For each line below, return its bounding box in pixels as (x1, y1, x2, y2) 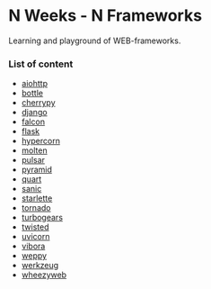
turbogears (21, 212, 64, 223)
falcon (21, 116, 46, 127)
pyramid (21, 164, 53, 176)
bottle (21, 87, 44, 99)
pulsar (21, 155, 46, 166)
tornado (21, 203, 51, 213)
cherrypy (21, 97, 56, 108)
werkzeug (21, 260, 59, 271)
